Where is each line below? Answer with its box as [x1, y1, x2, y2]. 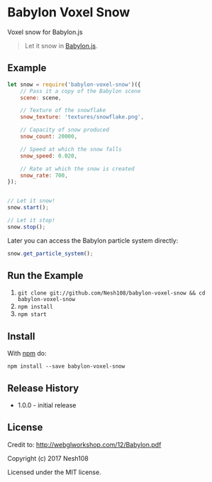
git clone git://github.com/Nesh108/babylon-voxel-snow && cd [17, 290, 206, 297]
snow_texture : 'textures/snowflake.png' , [20, 114, 144, 121]
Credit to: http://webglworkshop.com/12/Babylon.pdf [7, 440, 162, 449]
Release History [7, 382, 79, 394]
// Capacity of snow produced [20, 126, 110, 133]
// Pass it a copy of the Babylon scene [20, 87, 141, 94]
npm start [17, 311, 48, 318]
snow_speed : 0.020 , [20, 152, 78, 160]
